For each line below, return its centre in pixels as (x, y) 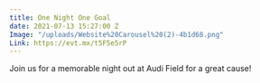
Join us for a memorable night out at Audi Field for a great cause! (130, 69)
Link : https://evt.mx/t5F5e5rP (68, 43)
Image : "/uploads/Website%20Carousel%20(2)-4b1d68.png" (116, 34)
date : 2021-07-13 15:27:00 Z (64, 26)
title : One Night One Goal (60, 18)
